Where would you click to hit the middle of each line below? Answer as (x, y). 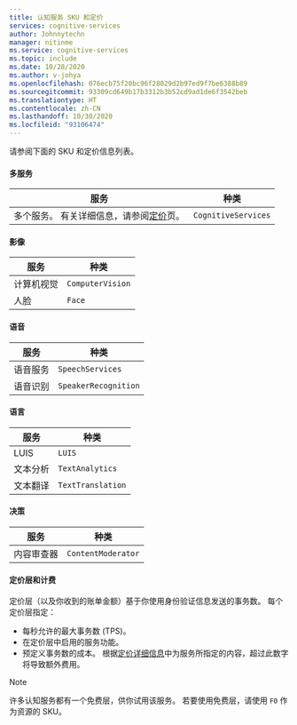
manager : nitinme (41, 42)
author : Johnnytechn (47, 34)
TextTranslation (92, 485)
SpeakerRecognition (99, 386)
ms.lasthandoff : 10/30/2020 (61, 116)
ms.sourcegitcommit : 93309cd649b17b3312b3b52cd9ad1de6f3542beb (129, 92)
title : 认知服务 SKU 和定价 (56, 17)
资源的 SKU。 (41, 712)
